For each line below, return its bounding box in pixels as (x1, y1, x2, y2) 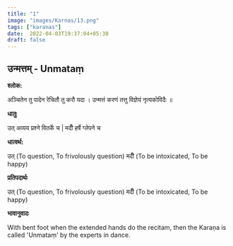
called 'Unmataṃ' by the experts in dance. (7, 230, 131, 239)
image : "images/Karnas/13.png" (7, 17, 100, 24)
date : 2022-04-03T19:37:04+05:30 (7, 30, 109, 37)
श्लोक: (7, 81, 23, 90)
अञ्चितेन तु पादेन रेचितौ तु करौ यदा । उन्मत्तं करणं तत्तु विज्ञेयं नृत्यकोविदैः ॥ (7, 95, 173, 104)
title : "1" (7, 10, 40, 18)
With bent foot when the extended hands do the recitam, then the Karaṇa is (7, 223, 227, 231)
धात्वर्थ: (7, 137, 24, 146)
